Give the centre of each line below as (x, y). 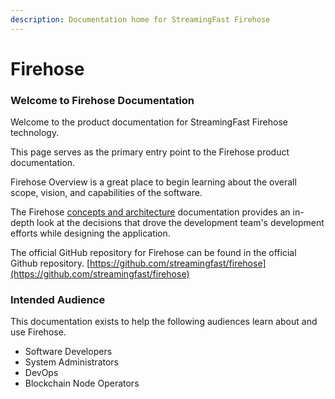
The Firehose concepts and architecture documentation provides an (150, 212)
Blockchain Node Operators (82, 383)
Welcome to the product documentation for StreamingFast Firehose (149, 122)
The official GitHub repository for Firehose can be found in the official (153, 253)
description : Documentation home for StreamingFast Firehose (140, 19)
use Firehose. (38, 332)
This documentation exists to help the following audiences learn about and (164, 322)
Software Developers (68, 352)
